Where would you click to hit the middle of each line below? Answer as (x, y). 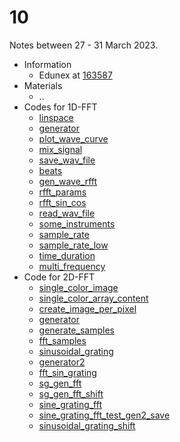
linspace (56, 117)
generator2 (62, 362)
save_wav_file (67, 160)
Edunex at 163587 (75, 75)
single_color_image (78, 287)
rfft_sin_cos (62, 202)
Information (47, 64)
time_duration (67, 255)
